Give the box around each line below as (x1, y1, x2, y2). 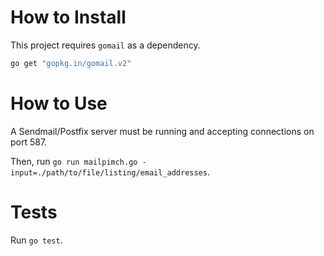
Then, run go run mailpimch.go (10, 155, 138, 167)
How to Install (10, 6, 127, 29)
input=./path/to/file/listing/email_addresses (10, 167, 208, 178)
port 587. (10, 136, 48, 148)
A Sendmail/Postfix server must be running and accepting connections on (10, 125, 315, 137)
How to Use (10, 92, 108, 115)
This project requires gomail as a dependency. (10, 39, 201, 51)
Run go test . (10, 234, 63, 246)
